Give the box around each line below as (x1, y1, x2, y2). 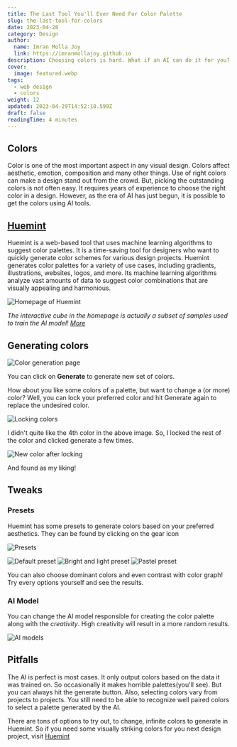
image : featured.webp (13, 70, 78, 77)
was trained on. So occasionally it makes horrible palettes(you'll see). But (7, 680, 222, 689)
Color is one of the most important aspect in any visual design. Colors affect (7, 161, 230, 170)
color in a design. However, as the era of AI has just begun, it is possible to (7, 191, 226, 200)
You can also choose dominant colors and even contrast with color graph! (7, 570, 224, 579)
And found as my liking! (7, 463, 77, 473)
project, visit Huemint (7, 731, 70, 740)
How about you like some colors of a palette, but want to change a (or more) (7, 386, 231, 394)
